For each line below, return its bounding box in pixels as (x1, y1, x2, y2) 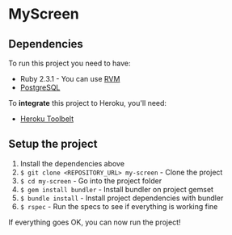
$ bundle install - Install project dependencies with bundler (19, 193, 224, 203)
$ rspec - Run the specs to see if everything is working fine (19, 201, 218, 211)
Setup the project (8, 137, 98, 151)
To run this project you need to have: (8, 58, 131, 68)
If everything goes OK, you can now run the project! (8, 217, 181, 227)
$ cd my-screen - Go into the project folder (19, 175, 162, 186)
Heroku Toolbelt (19, 114, 74, 124)
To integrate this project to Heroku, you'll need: (8, 99, 167, 107)
